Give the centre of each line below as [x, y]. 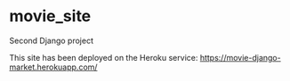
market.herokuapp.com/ [53, 67]
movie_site [50, 16]
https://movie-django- [241, 57]
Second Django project [51, 40]
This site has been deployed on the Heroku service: [104, 57]
